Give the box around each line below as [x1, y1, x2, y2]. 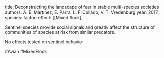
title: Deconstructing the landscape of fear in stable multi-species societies [5, 4, 159, 10]
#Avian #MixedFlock [5, 49, 47, 54]
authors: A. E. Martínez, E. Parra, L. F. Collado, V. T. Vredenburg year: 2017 [5, 9, 158, 15]
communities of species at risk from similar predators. [5, 29, 116, 35]
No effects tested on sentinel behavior [5, 39, 83, 45]
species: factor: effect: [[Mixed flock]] [5, 15, 83, 20]
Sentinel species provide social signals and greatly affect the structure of [5, 24, 155, 30]
